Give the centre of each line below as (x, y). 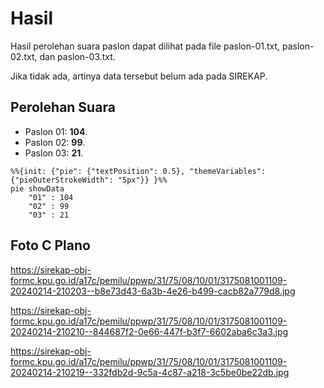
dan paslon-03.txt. (77, 56)
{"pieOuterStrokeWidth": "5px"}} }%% (89, 180)
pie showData (37, 188)
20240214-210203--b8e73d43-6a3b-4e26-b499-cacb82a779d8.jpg (153, 291)
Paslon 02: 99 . (55, 142)
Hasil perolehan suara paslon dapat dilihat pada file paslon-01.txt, (145, 46)
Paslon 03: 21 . (54, 153)
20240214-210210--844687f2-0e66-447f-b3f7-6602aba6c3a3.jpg (149, 331)
